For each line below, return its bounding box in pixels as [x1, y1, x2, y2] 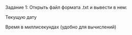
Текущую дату [5, 14, 37, 20]
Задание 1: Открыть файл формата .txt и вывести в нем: [5, 5, 127, 10]
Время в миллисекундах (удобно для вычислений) [5, 24, 117, 30]
